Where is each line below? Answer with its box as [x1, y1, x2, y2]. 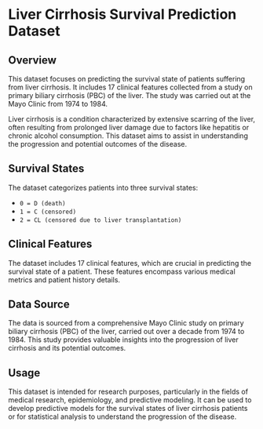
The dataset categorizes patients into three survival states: [8, 183, 199, 192]
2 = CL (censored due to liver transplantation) [19, 216, 182, 224]
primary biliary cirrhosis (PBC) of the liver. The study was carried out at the [8, 91, 251, 100]
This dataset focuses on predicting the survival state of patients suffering [8, 75, 246, 83]
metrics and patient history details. [8, 274, 120, 284]
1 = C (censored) [19, 208, 77, 216]
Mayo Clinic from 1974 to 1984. [8, 100, 108, 108]
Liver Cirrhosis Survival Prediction [8, 5, 237, 24]
